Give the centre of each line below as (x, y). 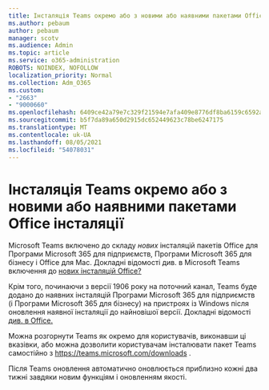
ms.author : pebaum (39, 23)
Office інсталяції (66, 223)
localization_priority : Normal (60, 75)
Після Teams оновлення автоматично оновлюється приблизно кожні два (133, 368)
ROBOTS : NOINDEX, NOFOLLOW (53, 68)
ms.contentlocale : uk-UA (50, 135)
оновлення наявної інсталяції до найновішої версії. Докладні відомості (130, 312)
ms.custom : (26, 90)
